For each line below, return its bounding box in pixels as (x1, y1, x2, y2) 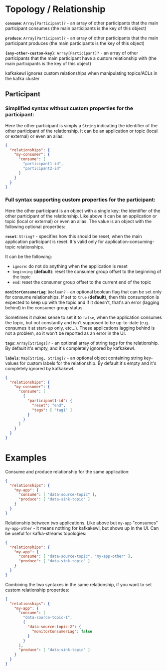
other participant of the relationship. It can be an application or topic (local (5, 128, 158, 134)
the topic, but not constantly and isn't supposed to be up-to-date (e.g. (5, 319, 150, 325)
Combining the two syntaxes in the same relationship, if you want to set (5, 581, 152, 587)
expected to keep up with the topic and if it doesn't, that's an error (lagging (5, 299, 160, 305)
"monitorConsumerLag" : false (31, 629, 93, 634)
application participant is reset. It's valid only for (5, 238, 104, 244)
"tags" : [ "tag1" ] (31, 408, 72, 413)
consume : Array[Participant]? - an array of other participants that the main (5, 20, 159, 26)
